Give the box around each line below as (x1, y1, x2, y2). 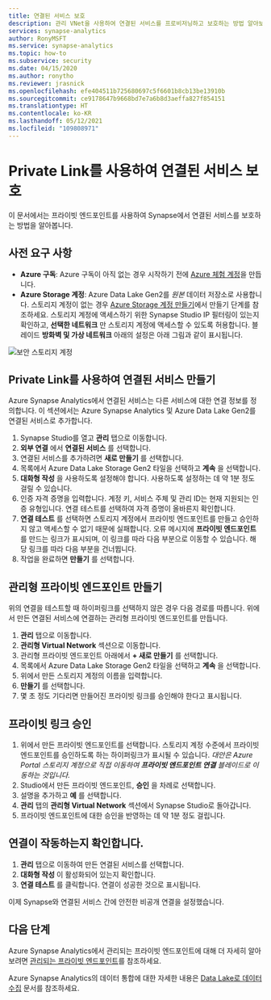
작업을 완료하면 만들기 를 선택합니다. (19, 554, 135, 564)
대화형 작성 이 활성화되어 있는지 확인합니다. (19, 869, 156, 879)
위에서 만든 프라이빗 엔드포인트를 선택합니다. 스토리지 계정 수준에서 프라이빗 (19, 740, 260, 750)
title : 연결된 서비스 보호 (8, 11, 85, 20)
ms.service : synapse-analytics (8, 42, 114, 50)
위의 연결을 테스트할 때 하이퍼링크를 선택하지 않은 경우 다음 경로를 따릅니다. (8, 603, 245, 613)
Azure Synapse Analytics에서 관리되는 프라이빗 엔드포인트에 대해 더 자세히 (8, 946, 247, 956)
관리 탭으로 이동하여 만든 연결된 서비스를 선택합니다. (19, 859, 184, 869)
